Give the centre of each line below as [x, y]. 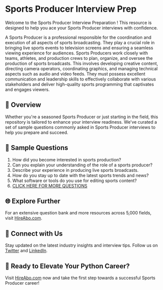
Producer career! [22, 283]
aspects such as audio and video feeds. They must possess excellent [75, 74]
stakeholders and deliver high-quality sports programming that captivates [80, 84]
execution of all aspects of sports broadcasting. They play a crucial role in [80, 42]
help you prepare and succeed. [37, 132]
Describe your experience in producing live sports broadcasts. [75, 170]
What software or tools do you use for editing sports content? [74, 181]
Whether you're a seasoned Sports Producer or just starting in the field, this [82, 117]
